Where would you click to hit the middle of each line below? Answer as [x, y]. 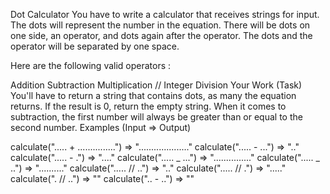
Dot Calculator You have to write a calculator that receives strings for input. [165, 14]
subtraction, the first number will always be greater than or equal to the [156, 117]
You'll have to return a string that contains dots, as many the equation [153, 95]
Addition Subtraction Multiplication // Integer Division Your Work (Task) [156, 85]
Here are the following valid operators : [91, 65]
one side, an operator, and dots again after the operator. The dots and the [161, 35]
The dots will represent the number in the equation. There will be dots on [160, 25]
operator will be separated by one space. [95, 46]
